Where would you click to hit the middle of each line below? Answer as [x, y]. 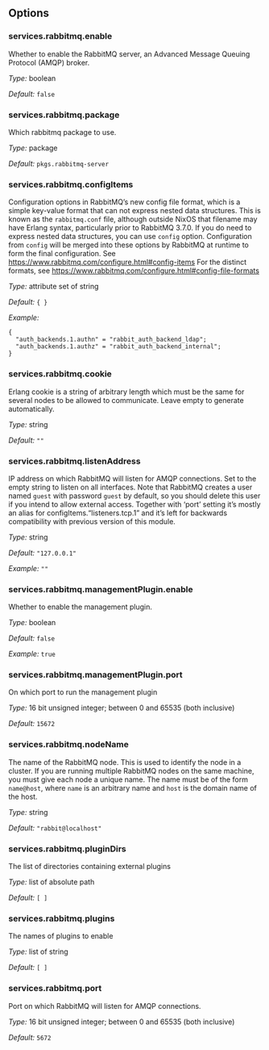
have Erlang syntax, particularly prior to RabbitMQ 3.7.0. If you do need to [130, 228]
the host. [23, 796]
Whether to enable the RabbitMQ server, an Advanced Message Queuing [129, 54]
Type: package [33, 148]
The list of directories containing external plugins [90, 867]
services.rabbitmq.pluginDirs [67, 849]
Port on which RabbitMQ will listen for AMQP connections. [105, 1006]
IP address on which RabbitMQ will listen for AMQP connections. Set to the [132, 478]
